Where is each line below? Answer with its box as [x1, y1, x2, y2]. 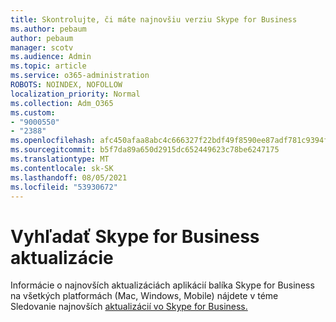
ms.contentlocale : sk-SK [10, 163, 114, 173]
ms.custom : [10, 107, 56, 118]
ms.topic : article [10, 61, 87, 71]
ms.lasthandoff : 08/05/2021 [10, 172, 128, 183]
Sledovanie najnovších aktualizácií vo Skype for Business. [10, 301, 248, 313]
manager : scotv [10, 42, 74, 53]
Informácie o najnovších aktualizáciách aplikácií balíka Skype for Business [10, 279, 315, 291]
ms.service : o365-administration [10, 71, 150, 81]
